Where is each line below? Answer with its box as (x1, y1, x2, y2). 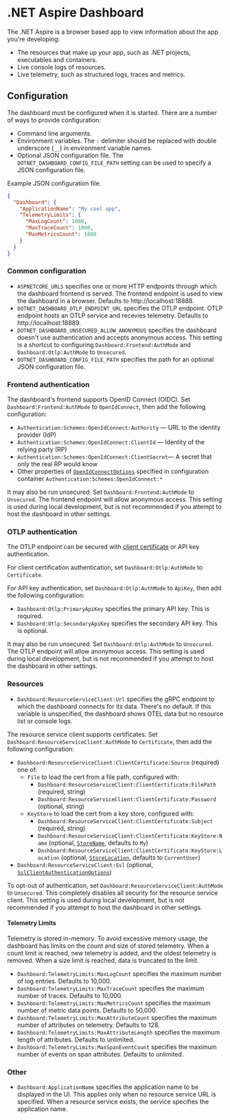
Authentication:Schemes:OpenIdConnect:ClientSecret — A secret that (16, 453, 212, 461)
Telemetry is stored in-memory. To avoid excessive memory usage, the (7, 934, 208, 942)
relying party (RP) (16, 446, 67, 454)
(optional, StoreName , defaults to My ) (48, 838, 149, 847)
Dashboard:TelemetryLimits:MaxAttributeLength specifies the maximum (16, 1028, 220, 1036)
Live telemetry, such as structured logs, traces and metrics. (16, 70, 185, 79)
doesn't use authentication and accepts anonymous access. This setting (16, 333, 222, 342)
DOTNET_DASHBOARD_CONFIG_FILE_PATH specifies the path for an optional (16, 355, 214, 363)
